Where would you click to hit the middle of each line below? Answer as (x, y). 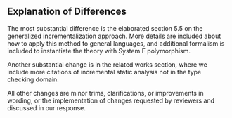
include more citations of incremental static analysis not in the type (104, 72)
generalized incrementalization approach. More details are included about (114, 36)
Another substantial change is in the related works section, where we (107, 64)
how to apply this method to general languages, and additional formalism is (116, 43)
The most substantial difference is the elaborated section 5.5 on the (105, 28)
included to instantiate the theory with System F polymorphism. (99, 51)
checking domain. (33, 79)
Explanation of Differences (67, 12)
